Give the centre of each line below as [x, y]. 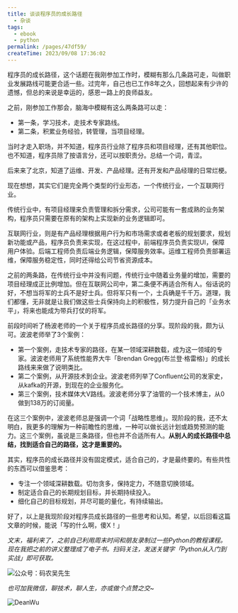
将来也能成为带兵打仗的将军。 [66, 310]
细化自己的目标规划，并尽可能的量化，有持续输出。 [92, 501]
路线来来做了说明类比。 [52, 367]
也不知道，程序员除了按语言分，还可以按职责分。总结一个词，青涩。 [107, 155]
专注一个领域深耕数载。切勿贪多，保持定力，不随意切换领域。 [108, 483]
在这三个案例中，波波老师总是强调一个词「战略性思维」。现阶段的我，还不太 [118, 418]
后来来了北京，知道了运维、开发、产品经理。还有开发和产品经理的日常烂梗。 [119, 170]
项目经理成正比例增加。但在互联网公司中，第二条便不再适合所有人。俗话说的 [119, 284]
